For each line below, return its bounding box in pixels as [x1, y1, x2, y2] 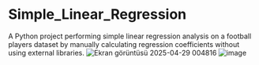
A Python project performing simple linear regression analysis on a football [8, 31, 252, 41]
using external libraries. [8, 48, 85, 57]
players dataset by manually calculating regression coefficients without [8, 39, 240, 49]
